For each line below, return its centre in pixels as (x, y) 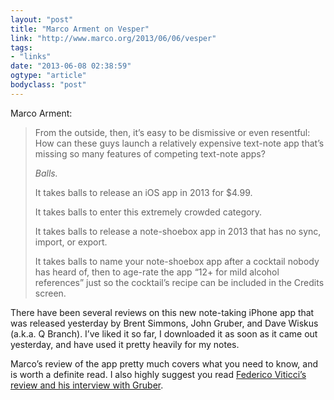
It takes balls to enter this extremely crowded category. (148, 212)
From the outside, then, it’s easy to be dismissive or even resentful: (172, 132)
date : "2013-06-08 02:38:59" (71, 66)
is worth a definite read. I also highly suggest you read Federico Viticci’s (158, 374)
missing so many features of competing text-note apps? (150, 153)
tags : (21, 47)
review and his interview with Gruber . (87, 385)
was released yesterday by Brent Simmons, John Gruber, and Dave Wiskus (164, 323)
